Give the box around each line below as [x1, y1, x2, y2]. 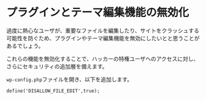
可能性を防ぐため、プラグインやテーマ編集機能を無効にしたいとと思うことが [6, 34, 200, 41]
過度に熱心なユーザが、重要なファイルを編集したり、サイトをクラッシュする [6, 27, 199, 34]
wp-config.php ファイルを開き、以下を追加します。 [6, 76, 133, 83]
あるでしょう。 [6, 42, 44, 49]
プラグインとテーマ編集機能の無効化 [6, 5, 189, 20]
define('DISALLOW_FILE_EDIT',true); [6, 88, 100, 94]
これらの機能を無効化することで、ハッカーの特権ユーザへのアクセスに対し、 [6, 55, 199, 62]
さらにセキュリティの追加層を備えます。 [6, 62, 108, 70]
